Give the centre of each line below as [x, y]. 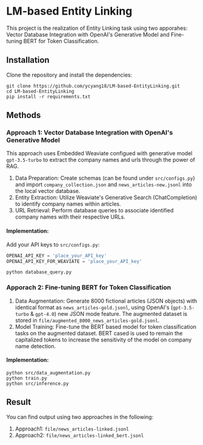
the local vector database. [48, 191]
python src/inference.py [38, 384]
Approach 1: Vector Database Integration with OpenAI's [90, 133]
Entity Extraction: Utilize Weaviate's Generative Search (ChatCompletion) [106, 198]
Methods [24, 115]
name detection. [35, 346]
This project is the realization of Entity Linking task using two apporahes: [97, 28]
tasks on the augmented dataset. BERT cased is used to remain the [99, 333]
